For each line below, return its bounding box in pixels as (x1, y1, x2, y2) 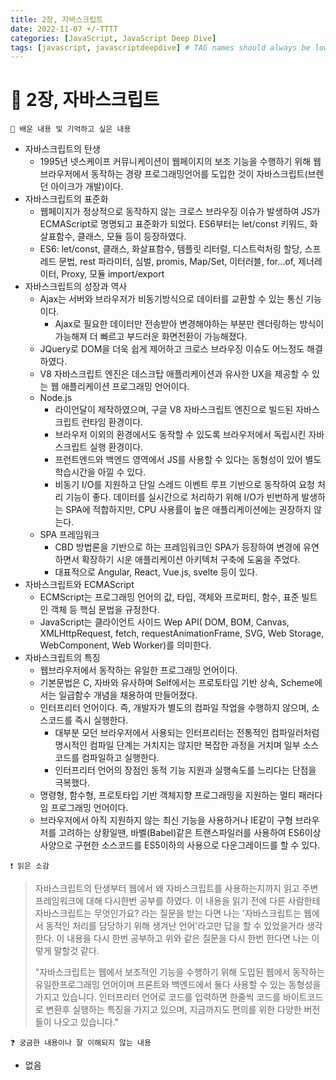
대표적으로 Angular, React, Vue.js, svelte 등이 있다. (54, 566, 258, 578)
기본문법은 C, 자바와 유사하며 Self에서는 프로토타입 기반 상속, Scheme (39, 677, 315, 689)
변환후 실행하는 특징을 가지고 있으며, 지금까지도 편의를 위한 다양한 (45, 1004, 302, 1016)
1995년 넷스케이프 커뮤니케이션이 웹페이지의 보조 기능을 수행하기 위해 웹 (39, 156, 322, 168)
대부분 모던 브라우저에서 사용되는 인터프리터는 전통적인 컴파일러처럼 (54, 727, 320, 739)
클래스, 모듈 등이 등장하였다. (77, 231, 187, 243)
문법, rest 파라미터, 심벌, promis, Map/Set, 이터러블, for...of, (58, 256, 297, 268)
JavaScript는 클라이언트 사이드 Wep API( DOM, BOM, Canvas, (39, 616, 290, 628)
